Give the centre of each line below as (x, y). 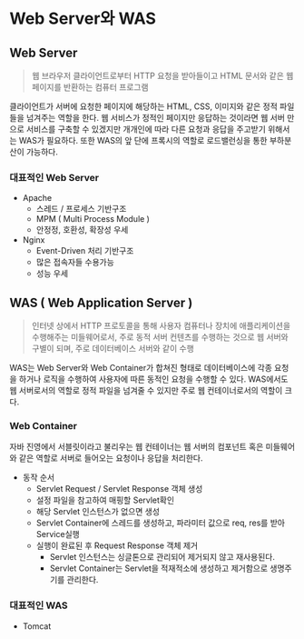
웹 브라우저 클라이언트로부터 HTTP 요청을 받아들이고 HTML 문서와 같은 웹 (162, 75)
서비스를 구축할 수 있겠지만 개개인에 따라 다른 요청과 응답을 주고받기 (146, 129)
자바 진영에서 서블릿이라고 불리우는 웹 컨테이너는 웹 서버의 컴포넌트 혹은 (137, 447)
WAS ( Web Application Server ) (101, 302)
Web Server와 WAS (83, 19)
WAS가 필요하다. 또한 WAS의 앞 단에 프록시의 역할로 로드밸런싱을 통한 (143, 140)
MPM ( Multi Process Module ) (93, 219)
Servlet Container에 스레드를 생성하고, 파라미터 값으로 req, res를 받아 (161, 523)
